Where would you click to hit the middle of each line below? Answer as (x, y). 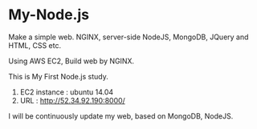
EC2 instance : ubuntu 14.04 (67, 92)
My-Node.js (49, 15)
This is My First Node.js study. (58, 76)
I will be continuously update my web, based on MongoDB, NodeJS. (121, 116)
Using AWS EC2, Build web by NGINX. (71, 61)
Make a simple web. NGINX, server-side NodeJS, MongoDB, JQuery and (128, 37)
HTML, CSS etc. (35, 45)
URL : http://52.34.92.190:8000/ (73, 100)
